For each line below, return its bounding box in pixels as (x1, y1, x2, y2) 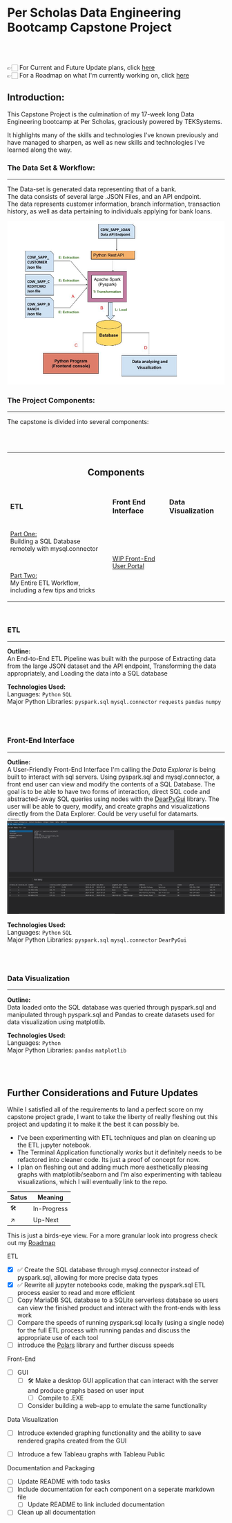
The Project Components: (7, 395, 95, 405)
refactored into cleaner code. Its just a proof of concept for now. (17, 1156, 200, 1164)
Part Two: (10, 572, 38, 580)
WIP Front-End (112, 554, 155, 563)
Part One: (10, 530, 37, 538)
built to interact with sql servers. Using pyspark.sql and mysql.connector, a (7, 773, 220, 781)
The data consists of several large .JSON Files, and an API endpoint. (7, 193, 202, 201)
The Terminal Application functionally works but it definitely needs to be (17, 1148, 222, 1156)
